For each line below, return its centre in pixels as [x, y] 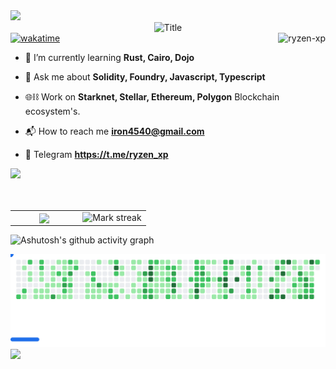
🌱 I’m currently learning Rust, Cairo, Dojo [109, 57]
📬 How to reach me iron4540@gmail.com [114, 131]
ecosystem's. [52, 111]
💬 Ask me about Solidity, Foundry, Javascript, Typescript [145, 77]
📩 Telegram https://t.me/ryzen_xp [96, 154]
